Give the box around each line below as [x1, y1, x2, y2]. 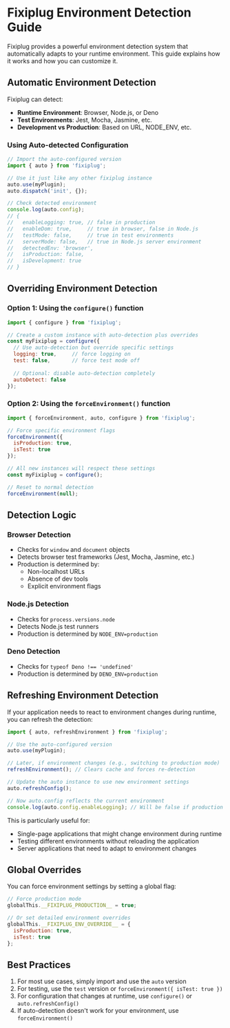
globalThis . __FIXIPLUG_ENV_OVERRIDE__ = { [7, 921, 131, 928]
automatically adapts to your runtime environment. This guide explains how [7, 50, 220, 58]
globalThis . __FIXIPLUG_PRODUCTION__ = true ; [7, 902, 137, 909]
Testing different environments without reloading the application [17, 837, 200, 845]
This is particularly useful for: [7, 816, 91, 824]
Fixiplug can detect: [7, 95, 63, 103]
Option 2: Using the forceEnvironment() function [7, 399, 171, 409]
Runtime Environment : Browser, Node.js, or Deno [17, 108, 159, 116]
